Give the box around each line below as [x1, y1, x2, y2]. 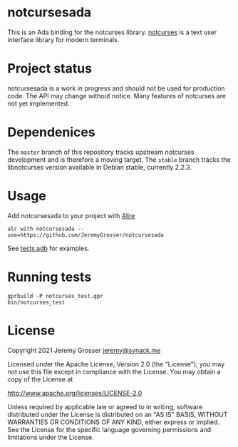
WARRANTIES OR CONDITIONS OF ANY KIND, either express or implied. [7, 418, 219, 426]
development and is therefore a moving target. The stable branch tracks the [7, 155, 232, 164]
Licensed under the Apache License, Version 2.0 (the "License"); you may [7, 359, 225, 368]
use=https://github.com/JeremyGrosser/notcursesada [7, 231, 164, 239]
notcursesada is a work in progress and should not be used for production [7, 83, 226, 93]
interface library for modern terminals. [7, 35, 120, 43]
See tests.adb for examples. [7, 244, 90, 252]
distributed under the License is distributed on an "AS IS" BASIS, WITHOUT [7, 410, 228, 418]
